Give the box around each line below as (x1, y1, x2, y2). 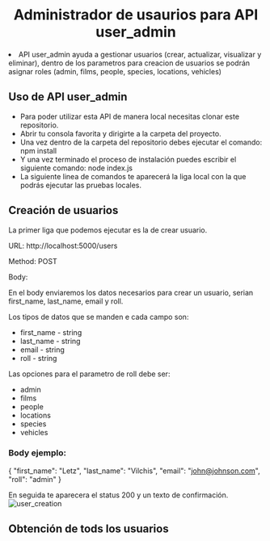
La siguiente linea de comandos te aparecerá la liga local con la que (19, 171, 247, 181)
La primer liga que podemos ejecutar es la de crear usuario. (8, 224, 208, 235)
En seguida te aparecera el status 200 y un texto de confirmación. (8, 490, 229, 500)
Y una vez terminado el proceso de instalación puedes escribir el (19, 154, 237, 164)
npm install (19, 145, 57, 155)
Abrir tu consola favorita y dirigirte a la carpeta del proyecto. (19, 128, 221, 138)
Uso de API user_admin (8, 90, 128, 104)
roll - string (19, 353, 57, 363)
